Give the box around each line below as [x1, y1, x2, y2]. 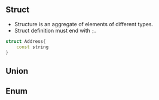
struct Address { [5, 38, 46, 44]
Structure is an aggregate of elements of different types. [14, 20, 154, 27]
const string [16, 44, 49, 50]
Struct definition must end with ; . [14, 27, 96, 34]
